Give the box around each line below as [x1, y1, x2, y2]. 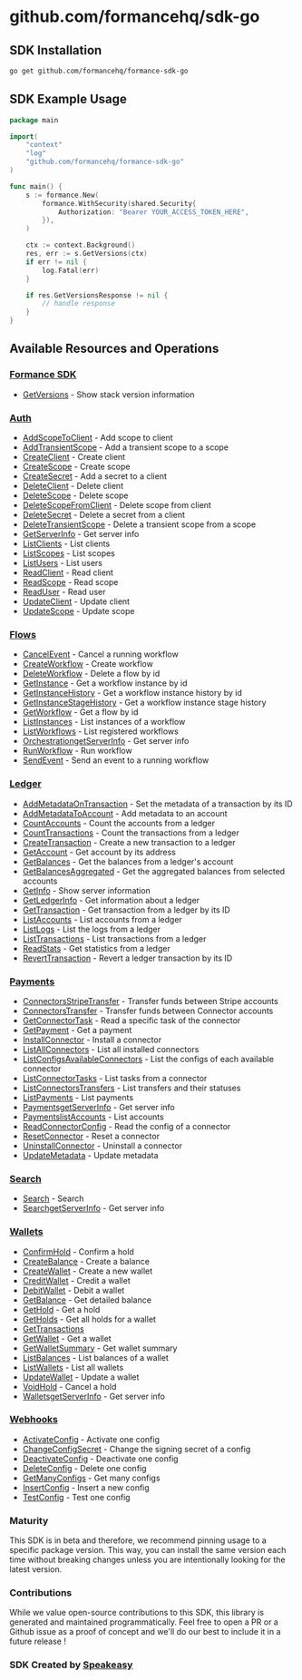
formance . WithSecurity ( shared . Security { [42, 199, 197, 208]
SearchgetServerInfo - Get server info [22, 1203, 165, 1214]
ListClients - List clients [22, 538, 111, 550]
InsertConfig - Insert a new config [22, 1481, 150, 1493]
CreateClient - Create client [22, 452, 125, 463]
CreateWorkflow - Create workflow [22, 659, 154, 669]
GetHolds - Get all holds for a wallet [22, 1314, 157, 1324]
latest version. [9, 1564, 63, 1575]
